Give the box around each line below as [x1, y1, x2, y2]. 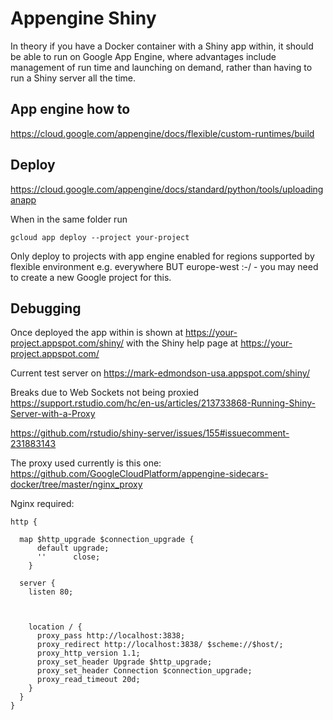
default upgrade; [36, 543, 110, 554]
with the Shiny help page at [126, 337, 239, 349]
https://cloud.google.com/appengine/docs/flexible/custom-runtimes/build [10, 127, 315, 139]
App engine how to [10, 101, 131, 118]
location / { [28, 622, 83, 632]
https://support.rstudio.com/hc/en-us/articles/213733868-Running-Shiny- [10, 397, 316, 409]
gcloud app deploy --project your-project [10, 232, 190, 242]
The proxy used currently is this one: [10, 457, 162, 469]
